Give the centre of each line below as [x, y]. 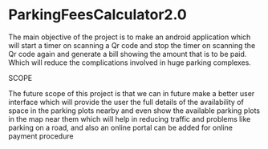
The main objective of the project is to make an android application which [130, 37]
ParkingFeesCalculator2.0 [97, 15]
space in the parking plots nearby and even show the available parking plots [134, 111]
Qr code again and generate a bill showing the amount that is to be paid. [128, 54]
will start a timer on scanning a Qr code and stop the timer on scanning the [132, 45]
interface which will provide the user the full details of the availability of [126, 102]
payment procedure [41, 136]
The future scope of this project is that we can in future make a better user [132, 93]
